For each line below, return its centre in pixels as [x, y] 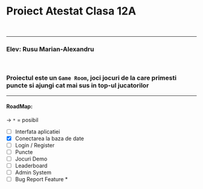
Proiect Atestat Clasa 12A [71, 11]
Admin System [33, 173]
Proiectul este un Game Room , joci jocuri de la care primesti [92, 78]
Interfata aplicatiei [37, 132]
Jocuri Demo [31, 159]
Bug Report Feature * [41, 179]
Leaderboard [31, 166]
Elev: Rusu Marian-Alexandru [50, 49]
